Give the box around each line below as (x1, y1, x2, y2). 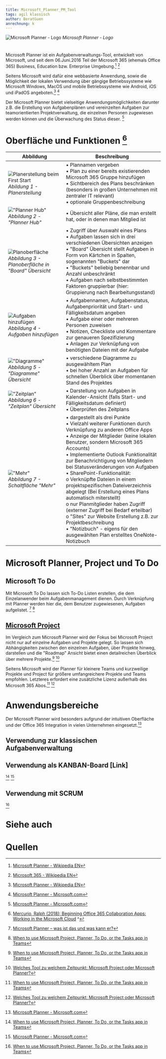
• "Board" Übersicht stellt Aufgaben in (66, 246, 154, 252)
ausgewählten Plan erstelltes (66, 531, 133, 538)
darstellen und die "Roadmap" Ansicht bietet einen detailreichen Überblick (5, 650, 157, 656)
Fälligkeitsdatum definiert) (66, 400, 127, 406)
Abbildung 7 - (8, 476, 41, 483)
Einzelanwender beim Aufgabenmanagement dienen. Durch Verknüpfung (5, 595, 154, 602)
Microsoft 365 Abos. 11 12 (5, 681, 55, 688)
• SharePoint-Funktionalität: (66, 469, 131, 476)
